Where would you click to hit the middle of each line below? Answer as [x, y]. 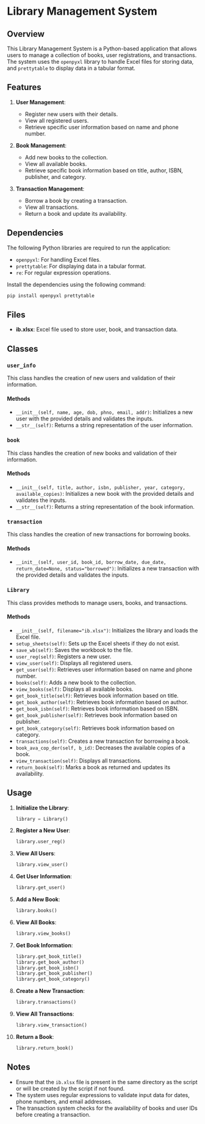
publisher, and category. [55, 177]
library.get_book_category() [53, 979]
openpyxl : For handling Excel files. [58, 259]
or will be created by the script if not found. [70, 1088]
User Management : [41, 102]
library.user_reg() [41, 842]
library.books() [36, 911]
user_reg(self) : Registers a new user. [63, 656]
